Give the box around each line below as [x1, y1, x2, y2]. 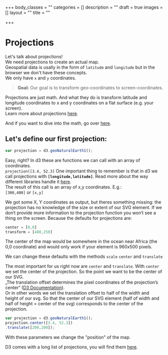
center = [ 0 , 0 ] [5, 225, 37, 230]
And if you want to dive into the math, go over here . [5, 120, 111, 126]
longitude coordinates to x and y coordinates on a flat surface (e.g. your [5, 100, 154, 106]
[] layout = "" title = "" [5, 10, 50, 16]
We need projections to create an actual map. [5, 59, 99, 65]
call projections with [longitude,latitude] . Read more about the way [5, 173, 148, 179]
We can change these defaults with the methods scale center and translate [5, 253, 163, 259]
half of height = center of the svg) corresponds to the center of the [5, 301, 144, 307]
